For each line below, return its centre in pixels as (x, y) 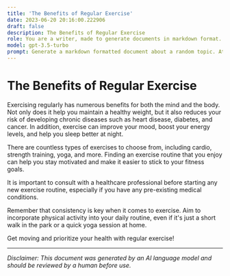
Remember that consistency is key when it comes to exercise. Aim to (104, 210)
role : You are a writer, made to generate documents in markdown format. (115, 39)
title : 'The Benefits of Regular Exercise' (70, 13)
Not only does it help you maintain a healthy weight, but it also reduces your (114, 112)
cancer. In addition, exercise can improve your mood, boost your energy (109, 126)
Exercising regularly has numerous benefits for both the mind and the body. (114, 104)
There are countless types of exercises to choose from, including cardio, (110, 147)
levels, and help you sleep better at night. (65, 134)
